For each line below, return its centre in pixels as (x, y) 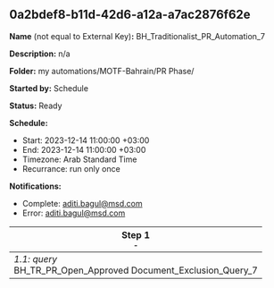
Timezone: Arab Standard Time (79, 159)
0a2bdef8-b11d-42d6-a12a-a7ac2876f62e (130, 15)
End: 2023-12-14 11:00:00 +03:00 (84, 149)
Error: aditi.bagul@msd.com (74, 213)
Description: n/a (40, 54)
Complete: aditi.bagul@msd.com (82, 203)
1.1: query (36, 258)
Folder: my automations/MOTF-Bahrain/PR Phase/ (102, 71)
